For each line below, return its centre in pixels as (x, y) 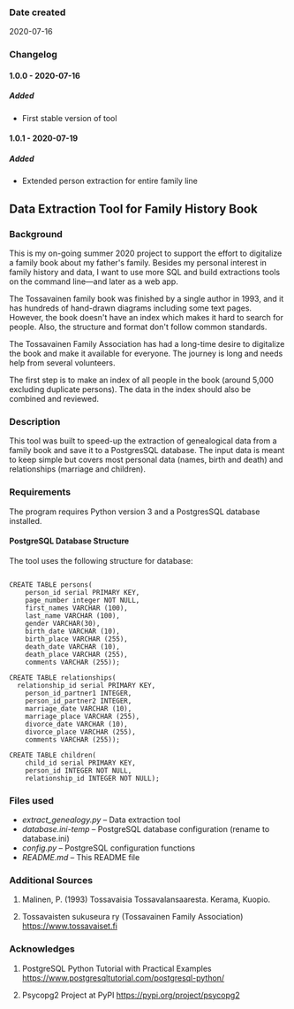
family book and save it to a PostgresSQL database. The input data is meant (147, 451)
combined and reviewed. (54, 399)
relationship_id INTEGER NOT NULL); (93, 778)
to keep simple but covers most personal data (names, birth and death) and (146, 460)
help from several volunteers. (63, 363)
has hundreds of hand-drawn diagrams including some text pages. (131, 308)
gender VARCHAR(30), (63, 623)
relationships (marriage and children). (77, 469)
